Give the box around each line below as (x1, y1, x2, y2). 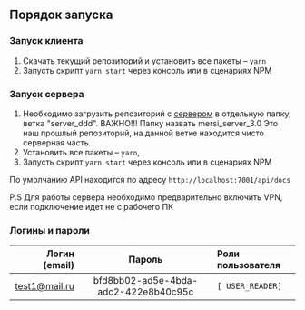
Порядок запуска (9, 7, 113, 23)
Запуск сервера (9, 87, 84, 100)
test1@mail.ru (15, 280, 74, 293)
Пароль (128, 254, 163, 266)
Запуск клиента (9, 35, 84, 47)
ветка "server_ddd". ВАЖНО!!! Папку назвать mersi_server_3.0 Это (22, 117, 279, 128)
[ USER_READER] (216, 281, 283, 292)
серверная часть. (22, 136, 92, 148)
